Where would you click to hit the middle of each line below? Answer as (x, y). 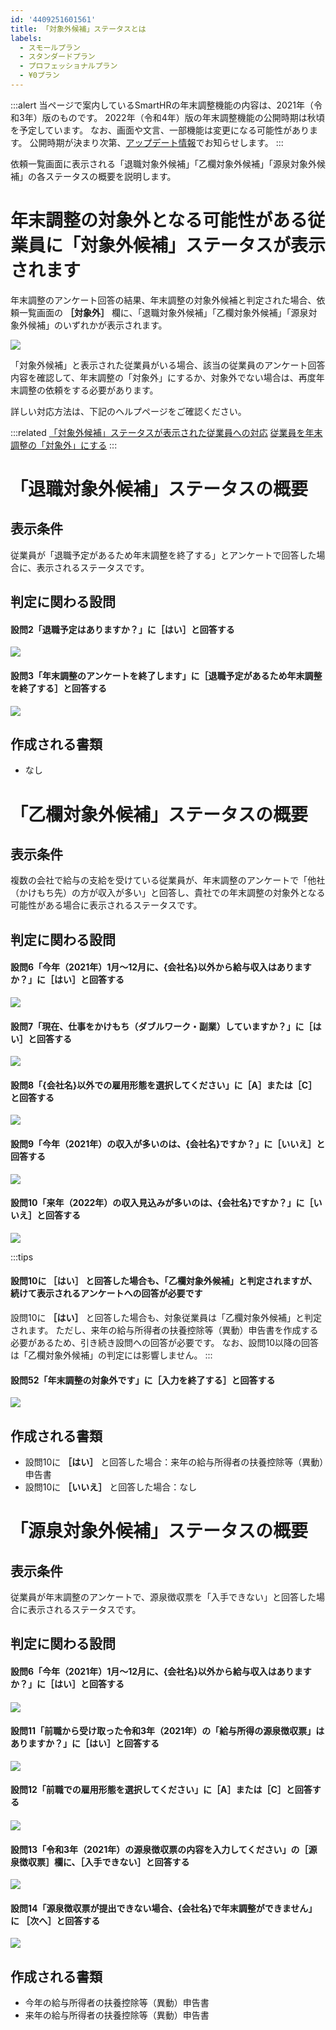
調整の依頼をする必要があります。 (88, 390)
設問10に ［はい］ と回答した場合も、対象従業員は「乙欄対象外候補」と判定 (166, 1318)
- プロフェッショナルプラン (68, 66)
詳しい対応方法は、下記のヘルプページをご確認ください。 (128, 411)
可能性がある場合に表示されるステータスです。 (106, 905)
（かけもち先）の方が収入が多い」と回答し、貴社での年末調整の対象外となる (168, 893)
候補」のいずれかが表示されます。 (97, 325)
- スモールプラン (50, 47)
